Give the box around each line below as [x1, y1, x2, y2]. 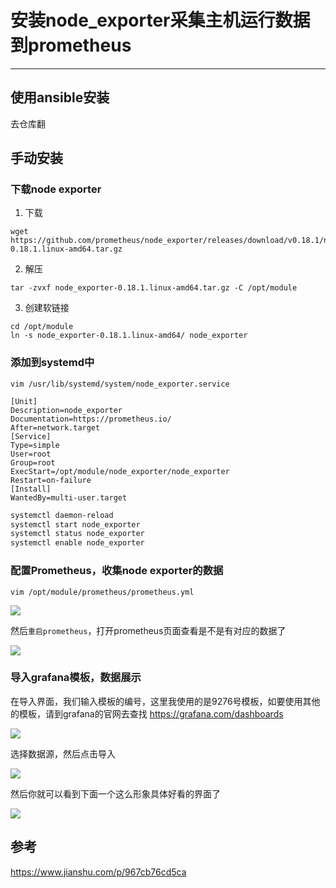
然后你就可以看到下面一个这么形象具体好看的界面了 [10, 787, 221, 800]
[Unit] [10, 396, 38, 406]
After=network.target [10, 422, 101, 433]
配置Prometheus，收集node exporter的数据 [10, 564, 224, 578]
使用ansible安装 [10, 89, 110, 106]
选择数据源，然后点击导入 [10, 747, 116, 760]
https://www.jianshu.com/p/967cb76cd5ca [10, 866, 187, 878]
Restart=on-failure [10, 475, 92, 485]
